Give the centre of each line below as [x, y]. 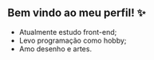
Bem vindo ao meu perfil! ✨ [77, 13]
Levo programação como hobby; [73, 40]
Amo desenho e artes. [55, 49]
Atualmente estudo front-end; [68, 32]
